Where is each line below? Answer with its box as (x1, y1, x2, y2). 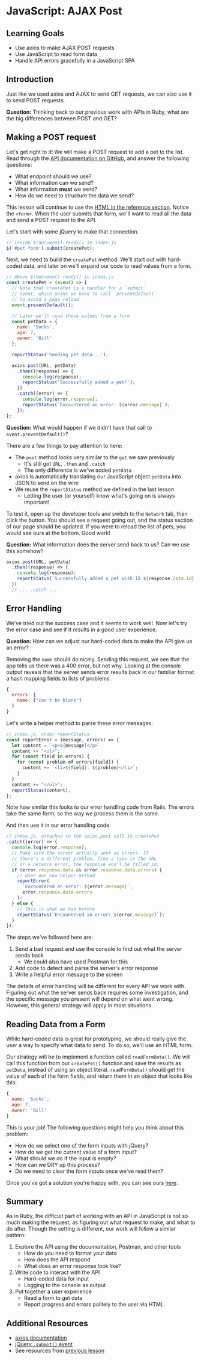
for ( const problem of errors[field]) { (17, 759, 119, 765)
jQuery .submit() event (14, 1341, 73, 1348)
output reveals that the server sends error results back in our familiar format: (6, 668, 196, 675)
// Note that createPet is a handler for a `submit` (11, 285, 146, 291)
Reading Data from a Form (6, 1019, 106, 1030)
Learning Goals (6, 28, 65, 39)
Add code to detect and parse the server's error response (14, 965, 158, 972)
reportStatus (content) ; (11, 787, 71, 793)
